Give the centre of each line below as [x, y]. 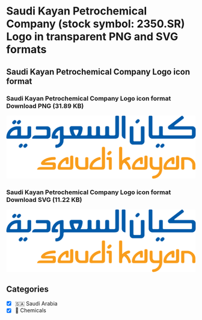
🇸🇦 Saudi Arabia [36, 304]
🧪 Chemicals [31, 310]
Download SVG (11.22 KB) [44, 199]
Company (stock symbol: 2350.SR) [96, 24]
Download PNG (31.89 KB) [45, 105]
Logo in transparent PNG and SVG [92, 37]
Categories [28, 289]
